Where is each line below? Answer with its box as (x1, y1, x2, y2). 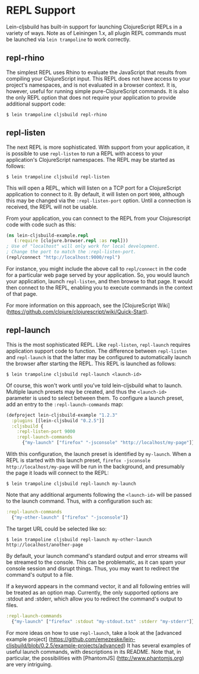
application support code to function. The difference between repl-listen (6, 347, 188, 354)
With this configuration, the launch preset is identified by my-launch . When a (6, 451, 191, 457)
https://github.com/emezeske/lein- (50, 635, 136, 643)
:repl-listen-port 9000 (17, 429, 76, 435)
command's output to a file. (6, 571, 73, 578)
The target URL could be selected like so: (6, 525, 107, 532)
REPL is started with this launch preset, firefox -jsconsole (6, 457, 151, 464)
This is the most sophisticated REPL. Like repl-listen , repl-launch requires (6, 341, 191, 348)
